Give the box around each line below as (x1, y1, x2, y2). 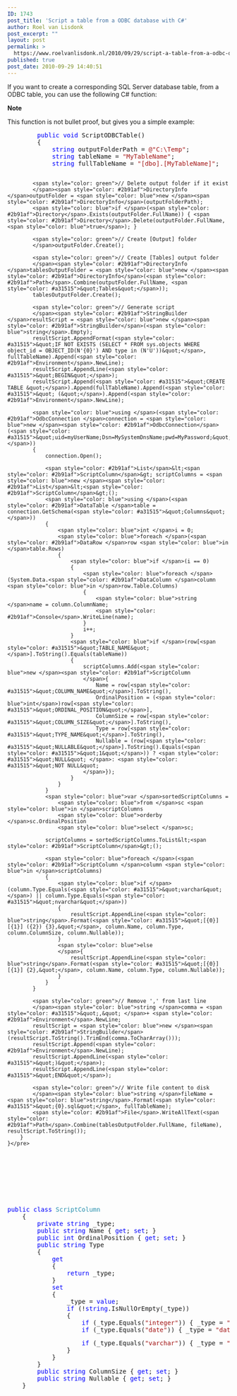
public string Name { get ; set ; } (37, 1226, 157, 1235)
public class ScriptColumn (7, 1205, 101, 1213)
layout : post (7, 37, 46, 44)
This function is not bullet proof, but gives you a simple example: (7, 118, 195, 126)
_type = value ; (66, 1297, 119, 1305)
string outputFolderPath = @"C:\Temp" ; (51, 145, 190, 153)
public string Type (37, 1240, 104, 1249)
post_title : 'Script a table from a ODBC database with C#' (7, 17, 188, 24)
